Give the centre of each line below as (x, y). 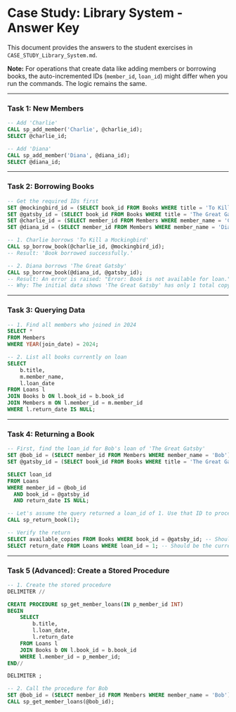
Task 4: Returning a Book (51, 434)
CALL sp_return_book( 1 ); (44, 520)
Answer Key (44, 28)
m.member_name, (42, 377)
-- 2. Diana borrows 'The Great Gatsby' (67, 266)
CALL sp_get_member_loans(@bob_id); (61, 702)
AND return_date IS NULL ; (52, 501)
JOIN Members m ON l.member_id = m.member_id (75, 403)
